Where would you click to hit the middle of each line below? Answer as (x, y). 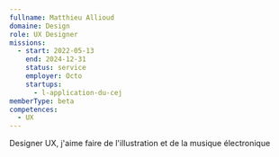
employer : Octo (54, 76)
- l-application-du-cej (78, 92)
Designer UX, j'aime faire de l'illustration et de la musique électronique (140, 144)
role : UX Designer (44, 34)
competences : (34, 109)
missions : (28, 43)
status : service (56, 68)
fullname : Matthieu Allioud (62, 17)
